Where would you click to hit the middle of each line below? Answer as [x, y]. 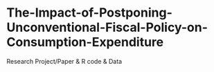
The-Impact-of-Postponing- [89, 13]
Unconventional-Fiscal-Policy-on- [107, 27]
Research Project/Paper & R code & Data [64, 61]
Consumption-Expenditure [85, 42]
